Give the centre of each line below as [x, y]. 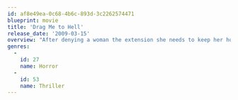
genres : [19, 46]
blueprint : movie [33, 20]
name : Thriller [42, 86]
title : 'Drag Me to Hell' [45, 27]
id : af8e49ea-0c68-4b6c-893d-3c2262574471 [71, 14]
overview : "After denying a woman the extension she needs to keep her [115, 40]
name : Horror [39, 66]
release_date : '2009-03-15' [49, 33]
